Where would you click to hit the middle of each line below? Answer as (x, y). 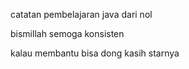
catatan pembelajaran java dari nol (81, 14)
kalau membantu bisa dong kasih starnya (95, 53)
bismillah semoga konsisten (67, 33)
